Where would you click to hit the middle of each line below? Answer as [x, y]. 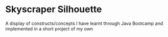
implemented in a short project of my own [49, 28]
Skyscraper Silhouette [54, 9]
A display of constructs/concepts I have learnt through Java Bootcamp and [84, 23]
